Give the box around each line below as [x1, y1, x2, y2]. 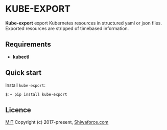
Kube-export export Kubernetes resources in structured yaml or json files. [5, 20, 162, 26]
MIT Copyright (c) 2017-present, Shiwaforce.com [5, 119, 109, 125]
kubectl [12, 54, 30, 60]
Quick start [5, 68, 42, 77]
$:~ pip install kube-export [5, 92, 67, 97]
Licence [5, 106, 32, 114]
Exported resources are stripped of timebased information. [5, 25, 129, 31]
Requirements [5, 40, 51, 49]
